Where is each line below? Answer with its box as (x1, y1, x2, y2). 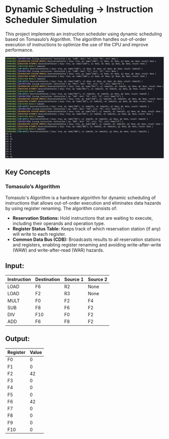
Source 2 (88, 276, 108, 282)
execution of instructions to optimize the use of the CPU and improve (5, 41, 148, 47)
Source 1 (64, 276, 84, 282)
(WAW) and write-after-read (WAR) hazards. (12, 247, 105, 253)
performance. (5, 47, 34, 53)
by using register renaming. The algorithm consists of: (5, 205, 117, 211)
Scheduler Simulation (5, 14, 97, 26)
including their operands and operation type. (12, 220, 105, 226)
